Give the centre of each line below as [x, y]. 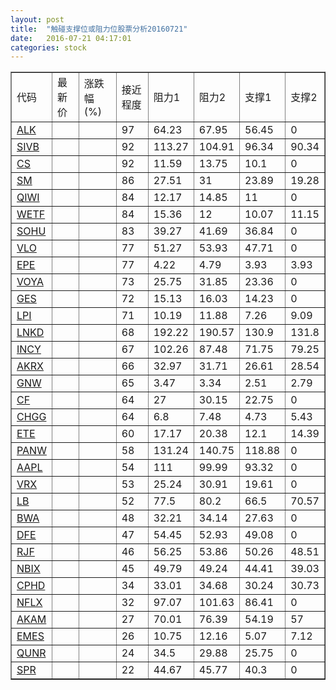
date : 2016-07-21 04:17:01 [71, 38]
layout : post [37, 19]
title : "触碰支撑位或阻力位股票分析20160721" [99, 29]
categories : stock [48, 47]
